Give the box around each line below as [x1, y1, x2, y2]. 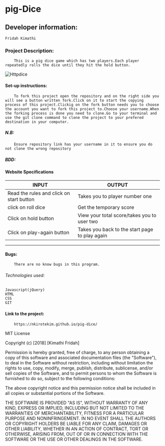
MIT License [5, 330, 30, 336]
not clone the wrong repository [5, 146, 71, 151]
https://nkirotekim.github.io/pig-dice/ [14, 322, 98, 327]
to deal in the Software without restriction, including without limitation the [5, 360, 153, 365]
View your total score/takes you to [78, 212, 157, 219]
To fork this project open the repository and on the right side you [14, 93, 160, 99]
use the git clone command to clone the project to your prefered [5, 115, 144, 120]
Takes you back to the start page [78, 226, 154, 233]
